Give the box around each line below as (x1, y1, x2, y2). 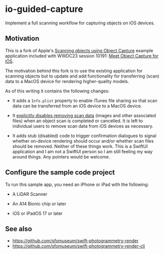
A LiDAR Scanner (12, 191, 48, 197)
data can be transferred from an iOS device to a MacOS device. (12, 103, 142, 109)
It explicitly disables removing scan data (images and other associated (12, 112, 156, 118)
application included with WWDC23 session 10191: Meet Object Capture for (5, 53, 159, 59)
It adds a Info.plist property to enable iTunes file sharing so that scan (12, 97, 158, 103)
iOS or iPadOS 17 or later (12, 210, 63, 216)
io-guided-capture (5, 3, 83, 15)
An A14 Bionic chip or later (12, 200, 66, 207)
